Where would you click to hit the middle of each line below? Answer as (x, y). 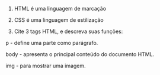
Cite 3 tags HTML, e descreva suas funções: (68, 31)
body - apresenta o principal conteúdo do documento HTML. (80, 54)
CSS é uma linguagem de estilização (59, 20)
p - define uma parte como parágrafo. (52, 43)
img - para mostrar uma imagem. (46, 66)
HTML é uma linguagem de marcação (60, 9)
